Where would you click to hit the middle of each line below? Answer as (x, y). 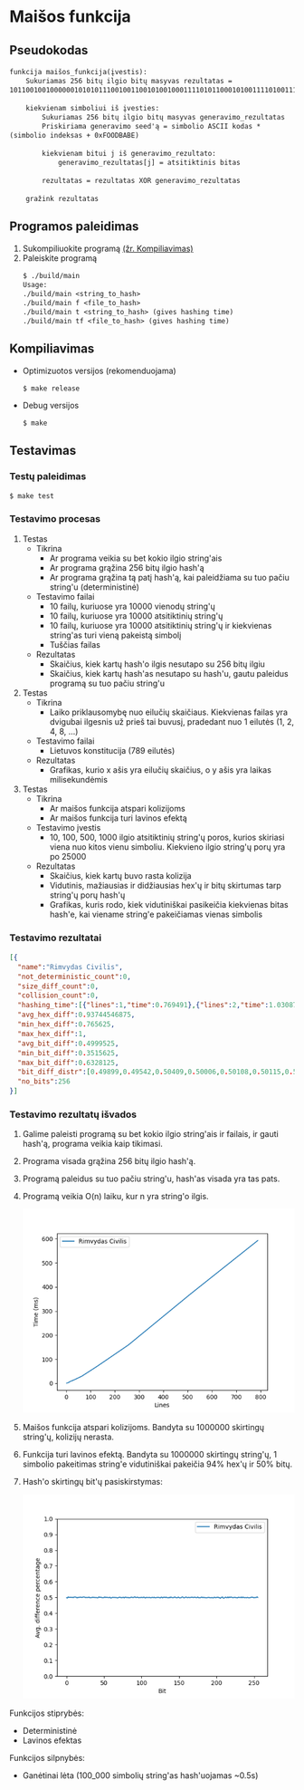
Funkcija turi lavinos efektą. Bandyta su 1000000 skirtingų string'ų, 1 (150, 1455)
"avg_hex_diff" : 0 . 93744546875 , (76, 1015)
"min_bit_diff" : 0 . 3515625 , (68, 1053)
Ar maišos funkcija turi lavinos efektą (118, 818)
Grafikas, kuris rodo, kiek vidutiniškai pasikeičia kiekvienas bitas (169, 904)
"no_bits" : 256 (44, 1082)
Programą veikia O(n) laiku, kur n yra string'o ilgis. (116, 1197)
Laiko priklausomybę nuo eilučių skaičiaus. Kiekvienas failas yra (168, 712)
